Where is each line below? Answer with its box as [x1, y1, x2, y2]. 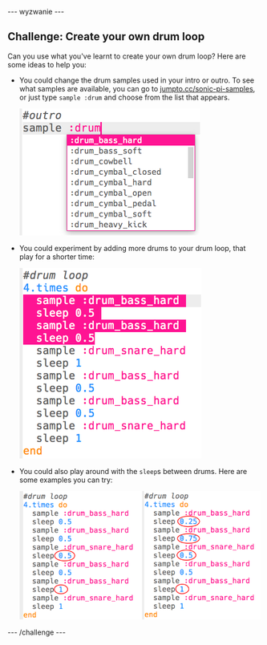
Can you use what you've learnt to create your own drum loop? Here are [7, 51, 246, 61]
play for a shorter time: [18, 252, 95, 262]
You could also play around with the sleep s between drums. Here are [18, 466, 248, 476]
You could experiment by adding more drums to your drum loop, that [18, 243, 246, 253]
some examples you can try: [18, 475, 113, 485]
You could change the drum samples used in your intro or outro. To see [18, 75, 255, 85]
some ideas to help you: [7, 59, 87, 69]
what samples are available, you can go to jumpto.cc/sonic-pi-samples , [18, 83, 256, 93]
